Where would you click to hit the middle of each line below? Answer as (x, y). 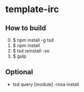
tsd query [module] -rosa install (46, 84)
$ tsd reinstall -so (31, 51)
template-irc (32, 9)
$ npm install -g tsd (33, 40)
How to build (26, 28)
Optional (19, 72)
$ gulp (19, 56)
